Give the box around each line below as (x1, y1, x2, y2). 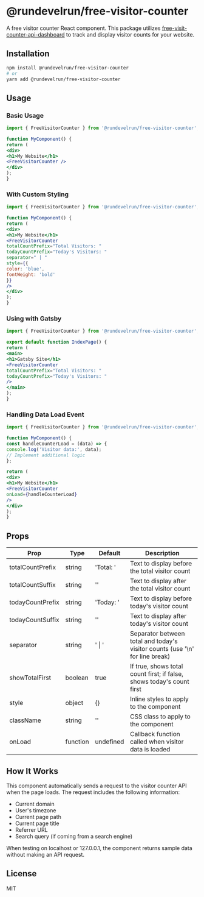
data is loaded (130, 745, 171, 754)
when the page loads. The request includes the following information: (6, 788, 180, 796)
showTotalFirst (9, 673, 52, 682)
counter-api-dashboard (6, 30, 65, 38)
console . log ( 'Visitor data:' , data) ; (6, 446, 102, 452)
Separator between (130, 629, 185, 638)
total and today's (130, 637, 178, 645)
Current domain (15, 800, 55, 807)
